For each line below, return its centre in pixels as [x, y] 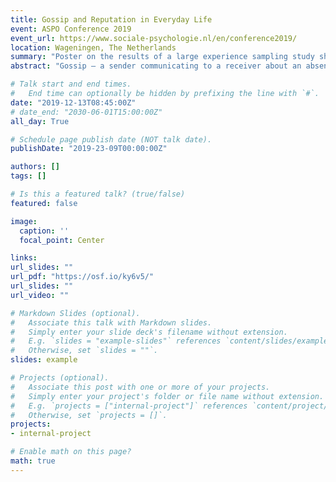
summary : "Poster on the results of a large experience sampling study [162, 57]
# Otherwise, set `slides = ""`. [84, 351]
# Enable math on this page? [71, 452]
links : [24, 258]
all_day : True [40, 121]
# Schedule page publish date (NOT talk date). [111, 139]
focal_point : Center [62, 240]
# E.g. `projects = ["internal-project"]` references [129, 406]
